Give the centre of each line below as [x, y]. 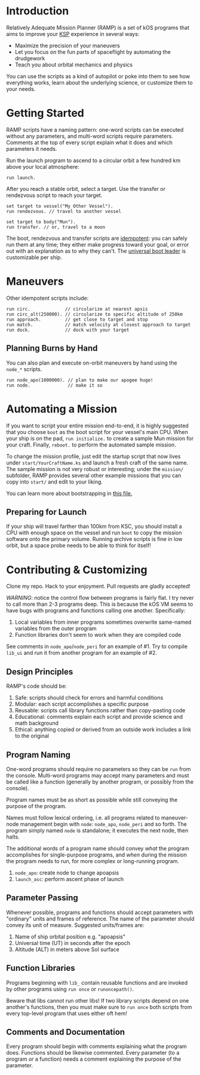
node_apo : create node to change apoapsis [67, 873]
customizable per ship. [34, 257]
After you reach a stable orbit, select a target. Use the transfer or [86, 189]
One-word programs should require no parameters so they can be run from [99, 769]
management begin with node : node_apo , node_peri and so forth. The [103, 824]
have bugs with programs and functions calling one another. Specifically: [96, 611]
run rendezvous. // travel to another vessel [64, 211]
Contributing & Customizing [77, 570]
